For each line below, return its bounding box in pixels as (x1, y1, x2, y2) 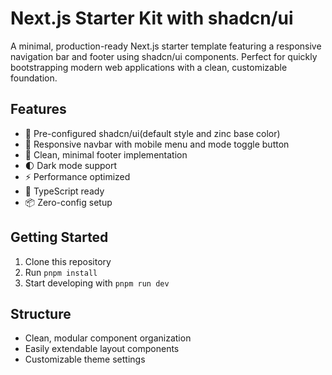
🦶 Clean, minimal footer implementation (24, 148, 188, 161)
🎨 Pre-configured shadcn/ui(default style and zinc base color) (24, 127, 281, 139)
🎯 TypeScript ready (24, 185, 105, 197)
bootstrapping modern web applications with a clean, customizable (10, 61, 288, 73)
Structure (10, 305, 72, 322)
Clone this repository (24, 255, 112, 267)
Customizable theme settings (24, 353, 146, 366)
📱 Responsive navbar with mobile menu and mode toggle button (24, 138, 290, 150)
